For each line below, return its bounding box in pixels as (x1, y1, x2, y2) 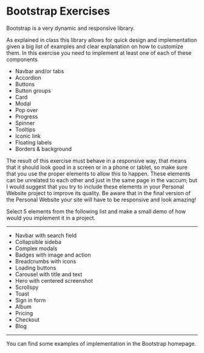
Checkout (15, 316, 40, 323)
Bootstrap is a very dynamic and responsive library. (6, 24, 135, 32)
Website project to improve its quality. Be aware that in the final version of (6, 189, 191, 196)
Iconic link (15, 132, 41, 140)
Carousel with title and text (15, 270, 83, 278)
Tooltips (15, 126, 36, 133)
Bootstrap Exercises (6, 4, 110, 18)
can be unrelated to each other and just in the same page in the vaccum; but (6, 176, 197, 184)
